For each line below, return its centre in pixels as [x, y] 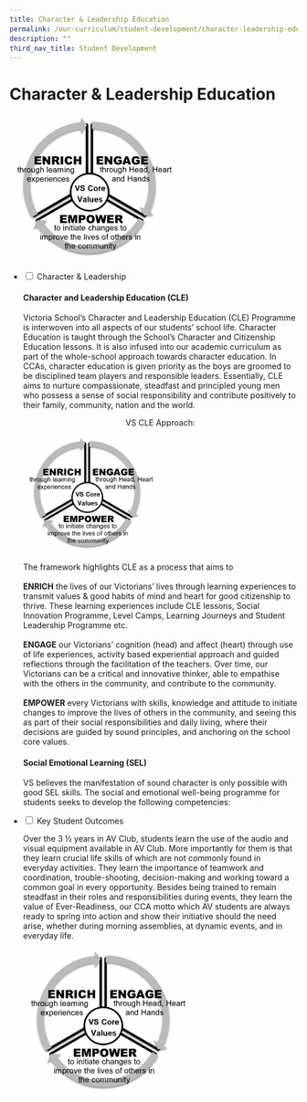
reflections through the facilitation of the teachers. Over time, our [145, 664]
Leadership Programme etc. [75, 625]
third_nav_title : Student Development [83, 48]
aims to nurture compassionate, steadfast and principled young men [151, 386]
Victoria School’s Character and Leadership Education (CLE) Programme [159, 318]
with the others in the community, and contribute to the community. [149, 684]
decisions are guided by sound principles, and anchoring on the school [156, 732]
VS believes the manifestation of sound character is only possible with [155, 783]
